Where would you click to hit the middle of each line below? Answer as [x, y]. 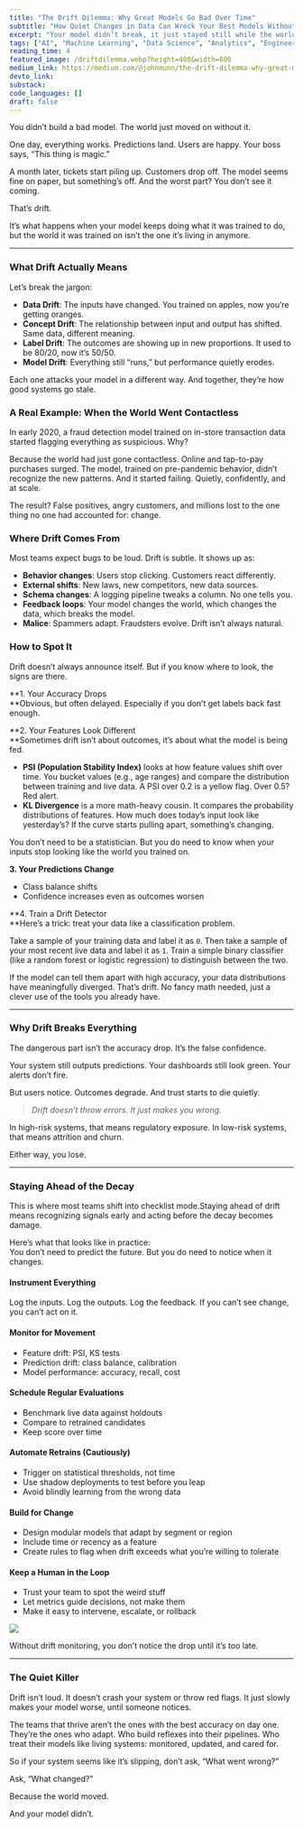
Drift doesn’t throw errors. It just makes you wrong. [127, 1110]
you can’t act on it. [44, 1312]
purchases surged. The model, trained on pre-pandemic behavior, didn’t [143, 468]
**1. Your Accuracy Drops [58, 693]
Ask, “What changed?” [51, 1778]
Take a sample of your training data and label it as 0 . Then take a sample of [148, 940]
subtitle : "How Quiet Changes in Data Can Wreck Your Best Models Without [153, 26]
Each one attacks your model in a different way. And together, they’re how [147, 379]
